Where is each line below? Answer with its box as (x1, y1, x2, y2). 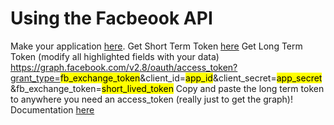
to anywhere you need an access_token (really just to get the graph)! (10, 93, 293, 105)
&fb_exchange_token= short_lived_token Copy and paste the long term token (10, 82, 325, 94)
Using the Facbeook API (10, 7, 213, 30)
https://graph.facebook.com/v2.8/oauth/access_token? (10, 61, 238, 73)
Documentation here (10, 103, 95, 116)
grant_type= (10, 72, 61, 84)
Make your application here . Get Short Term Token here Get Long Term (10, 40, 303, 52)
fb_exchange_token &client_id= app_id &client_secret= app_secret (59, 72, 323, 84)
